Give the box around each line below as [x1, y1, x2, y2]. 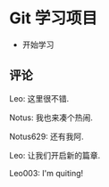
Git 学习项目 [9, 8, 98, 28]
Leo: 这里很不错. [9, 93, 70, 103]
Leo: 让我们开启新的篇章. [9, 150, 101, 160]
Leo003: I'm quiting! [9, 167, 84, 178]
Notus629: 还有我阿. [9, 131, 85, 142]
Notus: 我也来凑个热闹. [9, 112, 94, 123]
